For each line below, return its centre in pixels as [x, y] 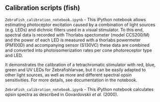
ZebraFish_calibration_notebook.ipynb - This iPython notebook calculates [79, 89]
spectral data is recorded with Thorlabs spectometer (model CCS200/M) [77, 35]
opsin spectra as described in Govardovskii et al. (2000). [62, 94]
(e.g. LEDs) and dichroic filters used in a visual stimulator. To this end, [74, 30]
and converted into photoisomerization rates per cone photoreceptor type [79, 50]
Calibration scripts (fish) [43, 8]
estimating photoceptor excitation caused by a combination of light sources [80, 25]
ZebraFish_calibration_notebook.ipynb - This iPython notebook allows [75, 19]
